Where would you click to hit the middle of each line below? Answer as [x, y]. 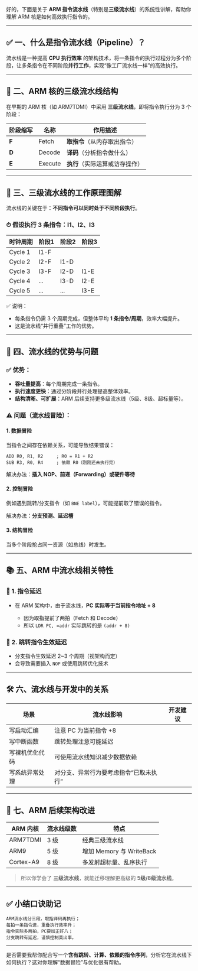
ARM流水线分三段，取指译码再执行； [43, 919]
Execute [50, 163]
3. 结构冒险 [20, 530]
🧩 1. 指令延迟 [24, 592]
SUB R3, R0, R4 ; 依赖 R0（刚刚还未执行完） [62, 462]
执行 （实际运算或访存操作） [105, 164]
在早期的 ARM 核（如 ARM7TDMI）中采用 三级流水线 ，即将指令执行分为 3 [95, 106]
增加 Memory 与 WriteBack [119, 851]
